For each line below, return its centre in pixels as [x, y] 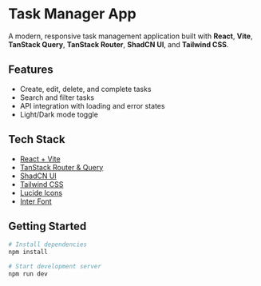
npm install [28, 252]
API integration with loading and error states [92, 105]
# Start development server [55, 267]
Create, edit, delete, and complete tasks [85, 89]
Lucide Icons [41, 193]
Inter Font [36, 201]
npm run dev [28, 274]
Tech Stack [37, 139]
